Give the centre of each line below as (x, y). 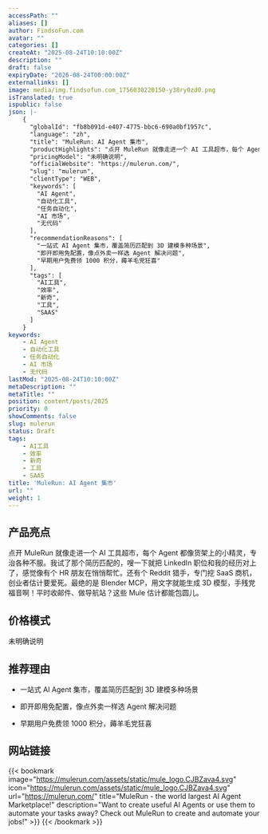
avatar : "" (26, 38)
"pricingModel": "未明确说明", (78, 156)
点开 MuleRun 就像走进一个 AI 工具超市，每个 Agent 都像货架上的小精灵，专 (133, 553)
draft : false (30, 68)
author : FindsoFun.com (46, 30)
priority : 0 (28, 409)
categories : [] (33, 45)
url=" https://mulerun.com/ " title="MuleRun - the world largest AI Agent (125, 796)
